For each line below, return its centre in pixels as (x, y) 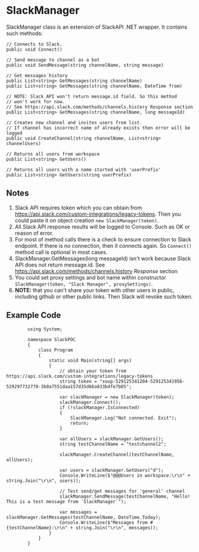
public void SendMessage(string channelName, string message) (85, 65)
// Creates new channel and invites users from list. (74, 122)
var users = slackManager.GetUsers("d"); (111, 470)
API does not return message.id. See (60, 265)
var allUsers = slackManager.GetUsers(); (111, 439)
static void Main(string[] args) (90, 360)
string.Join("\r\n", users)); (44, 481)
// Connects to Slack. (34, 44)
